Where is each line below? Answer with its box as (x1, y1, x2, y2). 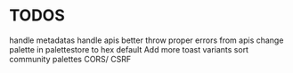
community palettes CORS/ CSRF (9, 53, 132, 64)
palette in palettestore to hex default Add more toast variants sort (9, 44, 249, 54)
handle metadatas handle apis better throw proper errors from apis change (9, 35, 284, 45)
